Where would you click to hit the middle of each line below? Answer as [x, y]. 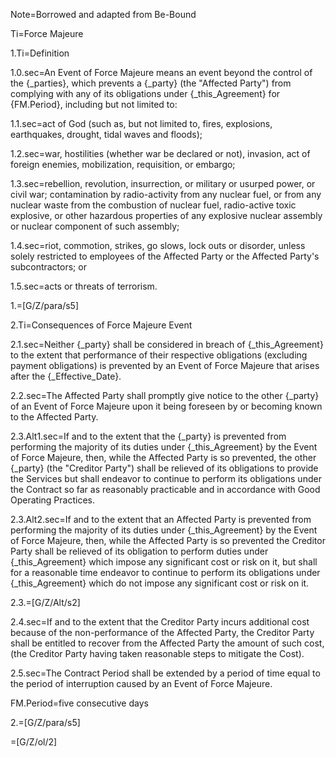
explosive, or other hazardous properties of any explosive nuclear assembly [166, 215]
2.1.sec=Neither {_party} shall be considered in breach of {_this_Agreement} [167, 344]
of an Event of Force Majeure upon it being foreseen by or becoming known [166, 406]
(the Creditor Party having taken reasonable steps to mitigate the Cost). [157, 653]
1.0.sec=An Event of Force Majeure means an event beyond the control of [161, 72]
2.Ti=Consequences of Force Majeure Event [101, 325]
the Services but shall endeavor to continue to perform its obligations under [166, 478]
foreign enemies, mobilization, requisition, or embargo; [123, 164]
